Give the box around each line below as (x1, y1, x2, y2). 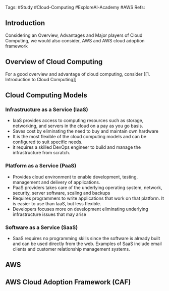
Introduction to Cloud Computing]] (5, 76, 77, 82)
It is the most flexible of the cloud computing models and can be (12, 134, 147, 140)
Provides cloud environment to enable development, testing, (12, 173, 138, 180)
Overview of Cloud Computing (5, 57, 103, 66)
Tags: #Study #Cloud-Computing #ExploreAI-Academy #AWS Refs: (5, 5, 145, 10)
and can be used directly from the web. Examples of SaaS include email (12, 241, 162, 247)
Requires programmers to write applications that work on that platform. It (12, 195, 164, 201)
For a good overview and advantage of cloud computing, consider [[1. (5, 71, 150, 77)
